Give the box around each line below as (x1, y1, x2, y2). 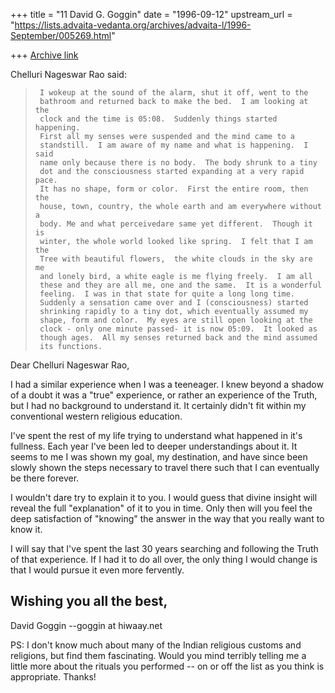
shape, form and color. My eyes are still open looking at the (39, 315, 313, 325)
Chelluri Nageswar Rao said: (10, 69, 127, 80)
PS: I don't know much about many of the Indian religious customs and (10, 639, 302, 651)
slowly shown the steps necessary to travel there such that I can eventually (10, 462, 320, 473)
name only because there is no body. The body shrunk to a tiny (39, 158, 318, 168)
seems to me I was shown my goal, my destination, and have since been (10, 451, 308, 463)
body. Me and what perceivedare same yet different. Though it (39, 219, 313, 229)
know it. (10, 524, 43, 535)
